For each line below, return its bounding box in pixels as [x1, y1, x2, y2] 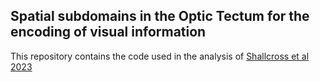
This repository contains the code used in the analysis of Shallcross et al [10, 50, 310, 62]
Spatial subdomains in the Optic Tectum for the [10, 8, 310, 25]
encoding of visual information [10, 24, 207, 41]
